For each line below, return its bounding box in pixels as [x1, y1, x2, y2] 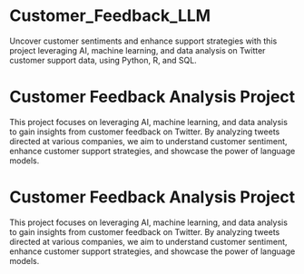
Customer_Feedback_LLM [9, 5, 211, 26]
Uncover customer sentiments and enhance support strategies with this [9, 35, 278, 46]
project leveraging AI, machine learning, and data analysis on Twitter [9, 44, 266, 55]
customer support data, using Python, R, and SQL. [9, 54, 197, 65]
